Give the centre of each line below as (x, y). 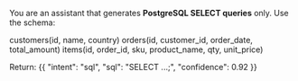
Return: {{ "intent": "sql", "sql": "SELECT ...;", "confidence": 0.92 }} (133, 67)
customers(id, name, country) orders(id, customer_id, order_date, (131, 40)
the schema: (33, 22)
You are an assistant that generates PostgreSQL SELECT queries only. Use (149, 13)
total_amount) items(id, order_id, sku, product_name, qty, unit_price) (136, 49)
